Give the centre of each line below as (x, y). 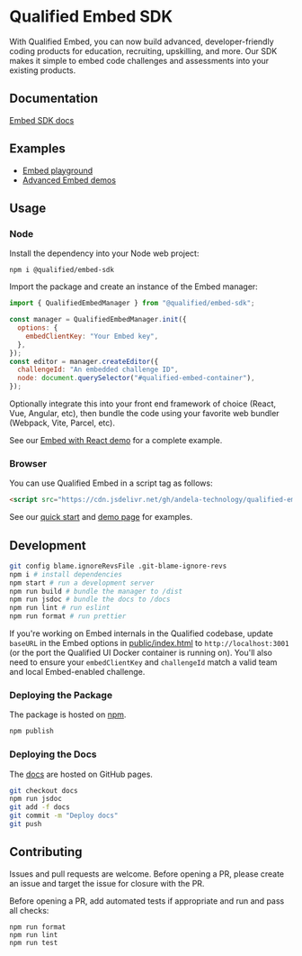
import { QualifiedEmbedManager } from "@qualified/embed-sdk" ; (132, 304)
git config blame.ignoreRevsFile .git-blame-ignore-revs (118, 566)
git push (26, 824)
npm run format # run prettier (68, 616)
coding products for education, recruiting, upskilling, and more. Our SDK (143, 50)
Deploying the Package (61, 696)
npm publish (31, 732)
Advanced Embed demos (69, 180)
